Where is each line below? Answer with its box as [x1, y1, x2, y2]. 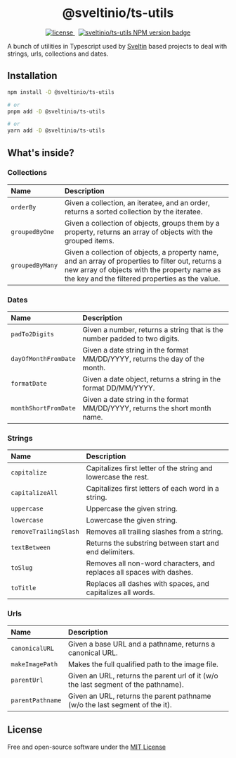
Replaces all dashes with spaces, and [86, 579, 209, 589]
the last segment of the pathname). [67, 679, 184, 689]
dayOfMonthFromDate [11, 355, 76, 363]
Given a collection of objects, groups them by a [64, 218, 220, 228]
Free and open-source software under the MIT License [7, 742, 166, 751]
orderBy [11, 203, 37, 211]
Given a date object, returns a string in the [82, 374, 221, 384]
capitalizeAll [11, 489, 58, 497]
